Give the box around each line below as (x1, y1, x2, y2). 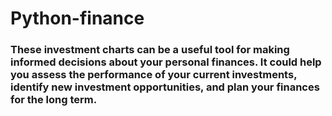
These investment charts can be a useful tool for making (10, 43, 290, 57)
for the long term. (10, 93, 98, 107)
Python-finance (10, 7, 145, 30)
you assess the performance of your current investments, (10, 68, 298, 82)
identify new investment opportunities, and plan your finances (10, 80, 320, 94)
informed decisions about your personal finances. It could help (10, 55, 322, 69)
